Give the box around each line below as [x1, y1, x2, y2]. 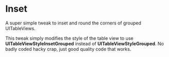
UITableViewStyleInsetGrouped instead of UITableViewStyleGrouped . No [5, 40, 164, 46]
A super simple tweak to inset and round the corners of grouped [5, 20, 141, 26]
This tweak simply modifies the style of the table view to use [5, 35, 134, 41]
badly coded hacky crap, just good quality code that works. [5, 46, 132, 52]
